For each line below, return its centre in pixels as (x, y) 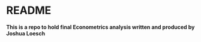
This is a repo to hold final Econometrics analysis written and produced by (100, 27)
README (29, 10)
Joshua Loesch (26, 33)
